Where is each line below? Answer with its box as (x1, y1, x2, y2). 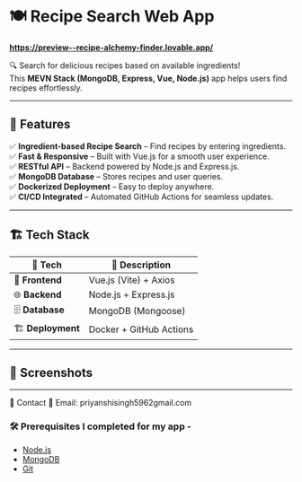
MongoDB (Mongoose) (88, 305, 186, 318)
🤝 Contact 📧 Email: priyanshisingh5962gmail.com (9, 398, 192, 408)
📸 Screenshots (9, 364, 93, 381)
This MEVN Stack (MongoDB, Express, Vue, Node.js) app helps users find (9, 73, 288, 83)
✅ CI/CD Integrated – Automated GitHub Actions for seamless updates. (9, 191, 274, 202)
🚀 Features (9, 117, 71, 132)
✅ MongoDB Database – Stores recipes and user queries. (9, 171, 224, 181)
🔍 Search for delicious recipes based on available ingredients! (9, 59, 241, 71)
